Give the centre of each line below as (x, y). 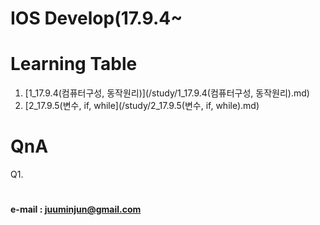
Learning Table (74, 64)
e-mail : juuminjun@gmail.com (76, 209)
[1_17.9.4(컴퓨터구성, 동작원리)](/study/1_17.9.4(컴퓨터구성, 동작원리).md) (167, 93)
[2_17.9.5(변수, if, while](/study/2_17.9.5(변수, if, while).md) (142, 106)
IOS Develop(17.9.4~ (96, 18)
